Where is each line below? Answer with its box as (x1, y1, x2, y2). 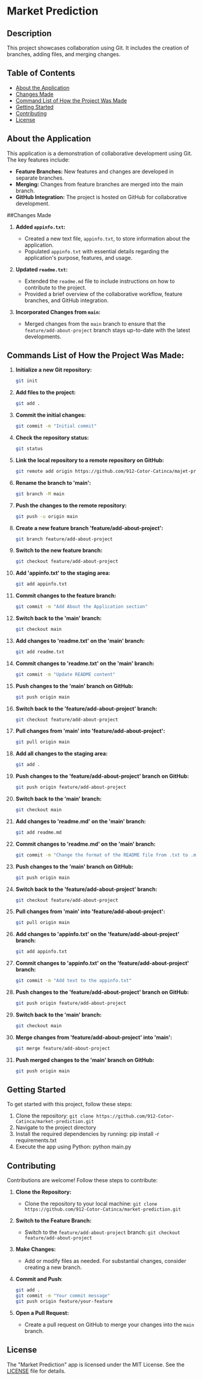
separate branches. (15, 174, 64, 182)
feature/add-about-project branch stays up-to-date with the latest (24, 326, 191, 334)
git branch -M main (15, 490, 65, 497)
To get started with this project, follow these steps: (7, 1101, 133, 1108)
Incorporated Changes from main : (15, 308, 101, 315)
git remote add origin (15, 468, 73, 474)
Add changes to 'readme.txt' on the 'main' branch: (15, 637, 145, 644)
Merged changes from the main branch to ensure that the (24, 320, 166, 327)
